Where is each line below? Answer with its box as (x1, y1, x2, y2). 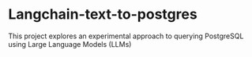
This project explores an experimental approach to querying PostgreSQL (8, 31, 244, 41)
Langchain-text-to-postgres (8, 5, 197, 23)
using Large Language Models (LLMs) (8, 39, 132, 48)
